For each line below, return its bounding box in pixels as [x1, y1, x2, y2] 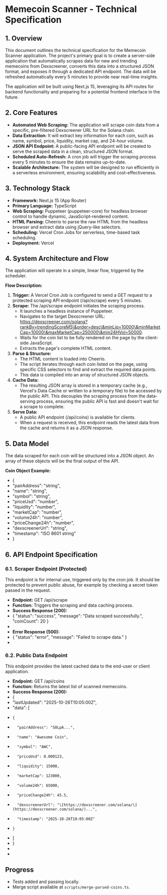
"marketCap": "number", [12, 509, 63, 515]
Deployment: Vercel [12, 240, 54, 246]
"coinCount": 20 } [12, 618, 49, 624]
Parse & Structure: [12, 351, 51, 357]
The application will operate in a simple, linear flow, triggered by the [5, 267, 144, 273]
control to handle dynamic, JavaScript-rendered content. [12, 213, 129, 219]
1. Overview [5, 34, 42, 42]
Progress [5, 866, 34, 874]
